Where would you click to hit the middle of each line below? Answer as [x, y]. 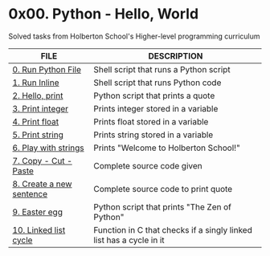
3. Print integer [41, 108]
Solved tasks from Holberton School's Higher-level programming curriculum [134, 36]
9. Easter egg [37, 212]
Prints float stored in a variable [151, 121]
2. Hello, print [38, 95]
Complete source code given [148, 165]
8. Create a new [42, 184]
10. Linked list [39, 230]
